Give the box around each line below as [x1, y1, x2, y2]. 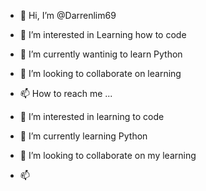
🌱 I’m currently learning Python [19, 130, 148, 142]
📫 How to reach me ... [19, 88, 113, 99]
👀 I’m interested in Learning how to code [19, 29, 187, 40]
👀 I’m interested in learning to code [19, 111, 165, 122]
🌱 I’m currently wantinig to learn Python [19, 48, 183, 60]
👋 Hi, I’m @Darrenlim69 [19, 10, 117, 21]
